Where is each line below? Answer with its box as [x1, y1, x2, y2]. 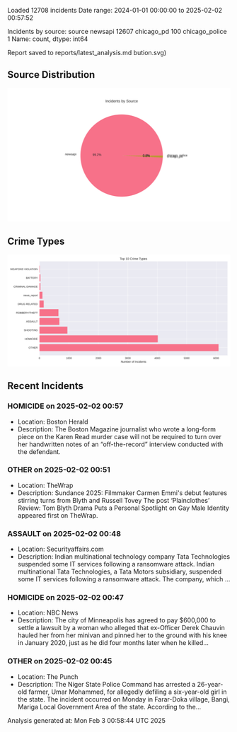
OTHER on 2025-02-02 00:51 [7, 465, 111, 475]
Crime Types [7, 236, 65, 248]
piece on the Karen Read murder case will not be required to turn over [17, 432, 221, 441]
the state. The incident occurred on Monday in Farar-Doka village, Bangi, [17, 695, 230, 703]
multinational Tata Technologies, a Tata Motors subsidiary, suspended [17, 567, 222, 576]
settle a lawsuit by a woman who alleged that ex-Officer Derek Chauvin [17, 624, 225, 632]
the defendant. [17, 447, 62, 455]
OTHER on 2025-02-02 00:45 [7, 656, 112, 666]
